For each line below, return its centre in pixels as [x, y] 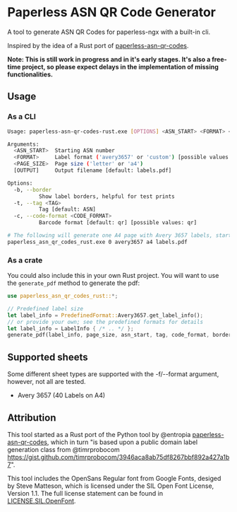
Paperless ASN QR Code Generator [112, 12]
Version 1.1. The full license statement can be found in [85, 493]
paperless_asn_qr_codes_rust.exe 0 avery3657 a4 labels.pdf [98, 242]
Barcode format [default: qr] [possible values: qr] [118, 223]
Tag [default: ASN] [67, 209]
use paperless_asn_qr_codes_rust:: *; [63, 296]
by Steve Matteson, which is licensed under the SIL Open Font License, [111, 486]
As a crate [25, 260]
